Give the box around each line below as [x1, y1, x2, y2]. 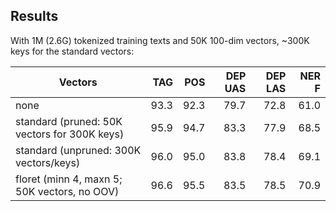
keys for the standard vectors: [10, 45, 135, 57]
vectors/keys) [15, 155, 81, 169]
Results [10, 8, 59, 25]
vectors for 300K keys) [15, 127, 125, 141]
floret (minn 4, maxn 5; [15, 172, 123, 186]
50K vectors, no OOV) [15, 184, 120, 198]
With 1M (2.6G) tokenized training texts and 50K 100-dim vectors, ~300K [10, 34, 310, 46]
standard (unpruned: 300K [15, 143, 142, 157]
